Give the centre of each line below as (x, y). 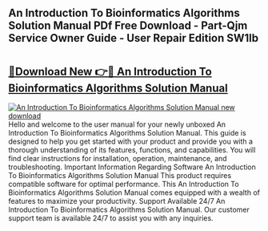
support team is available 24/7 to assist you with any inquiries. (111, 218)
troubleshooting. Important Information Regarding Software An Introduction (132, 167)
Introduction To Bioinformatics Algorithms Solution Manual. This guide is (127, 133)
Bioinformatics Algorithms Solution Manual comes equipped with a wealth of (134, 192)
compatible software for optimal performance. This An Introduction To (124, 184)
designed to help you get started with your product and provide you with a (131, 141)
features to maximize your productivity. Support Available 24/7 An (117, 201)
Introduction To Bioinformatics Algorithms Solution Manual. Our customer (129, 209)
